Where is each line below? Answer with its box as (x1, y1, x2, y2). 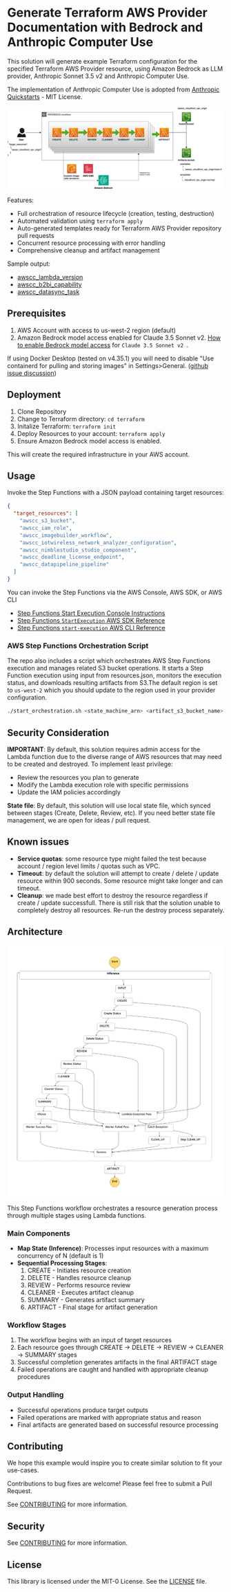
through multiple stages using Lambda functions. (7, 1211, 147, 1219)
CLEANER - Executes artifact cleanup (27, 1288, 134, 1297)
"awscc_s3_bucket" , (19, 518, 76, 524)
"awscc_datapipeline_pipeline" (19, 561, 110, 568)
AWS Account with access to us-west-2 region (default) (17, 326, 177, 334)
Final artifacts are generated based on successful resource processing (17, 1420, 219, 1429)
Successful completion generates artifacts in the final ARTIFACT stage (17, 1358, 217, 1366)
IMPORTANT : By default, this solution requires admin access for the (7, 745, 201, 753)
